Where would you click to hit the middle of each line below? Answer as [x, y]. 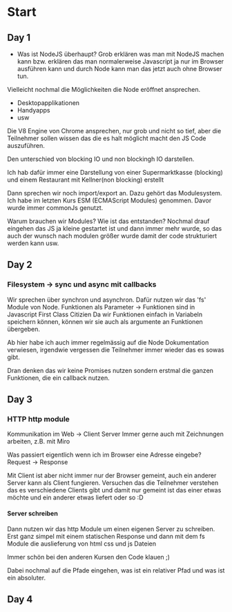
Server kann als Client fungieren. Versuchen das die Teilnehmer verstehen [113, 483]
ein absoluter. [27, 577]
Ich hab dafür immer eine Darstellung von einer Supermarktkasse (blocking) [115, 172]
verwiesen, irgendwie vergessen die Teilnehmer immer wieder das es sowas [116, 350]
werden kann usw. [33, 243]
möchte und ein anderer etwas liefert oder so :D [75, 497]
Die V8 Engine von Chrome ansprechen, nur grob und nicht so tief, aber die [114, 131]
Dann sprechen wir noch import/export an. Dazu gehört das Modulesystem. [115, 193]
